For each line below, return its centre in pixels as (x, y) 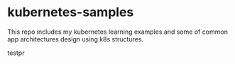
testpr (16, 53)
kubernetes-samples (71, 12)
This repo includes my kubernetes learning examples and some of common (118, 32)
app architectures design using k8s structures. (76, 39)
